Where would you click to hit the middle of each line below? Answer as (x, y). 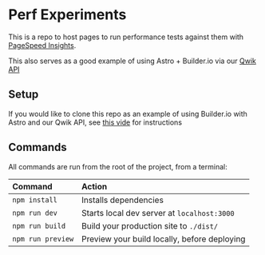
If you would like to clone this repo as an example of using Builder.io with (128, 114)
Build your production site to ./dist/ (149, 225)
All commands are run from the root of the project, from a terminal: (118, 166)
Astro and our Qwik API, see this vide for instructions (95, 122)
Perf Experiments (67, 15)
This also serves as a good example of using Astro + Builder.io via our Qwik (132, 61)
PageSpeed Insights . (42, 45)
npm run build (39, 226)
